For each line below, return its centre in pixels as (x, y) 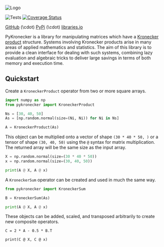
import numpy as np (25, 100)
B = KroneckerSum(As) (28, 198)
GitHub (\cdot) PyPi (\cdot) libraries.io (44, 27)
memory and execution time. (34, 63)
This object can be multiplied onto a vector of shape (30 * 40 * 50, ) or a (82, 137)
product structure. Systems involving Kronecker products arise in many (78, 42)
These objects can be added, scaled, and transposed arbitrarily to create (80, 217)
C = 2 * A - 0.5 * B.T (29, 231)
